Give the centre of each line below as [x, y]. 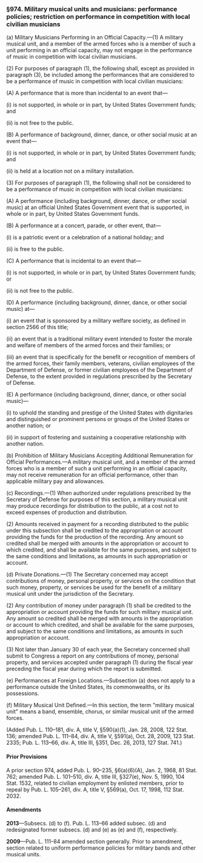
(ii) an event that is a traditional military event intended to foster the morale [99, 339]
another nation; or [29, 425]
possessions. [23, 693]
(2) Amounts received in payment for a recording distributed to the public [98, 524]
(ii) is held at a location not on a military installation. [70, 171]
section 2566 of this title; [37, 327]
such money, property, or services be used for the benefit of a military [94, 587]
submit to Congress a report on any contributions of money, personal [92, 656]
